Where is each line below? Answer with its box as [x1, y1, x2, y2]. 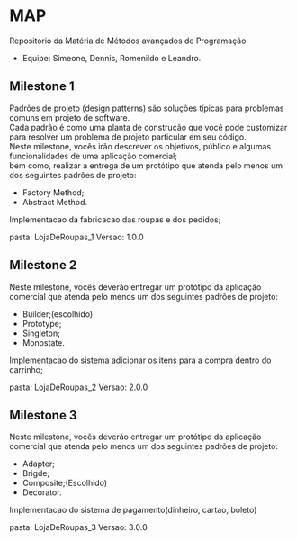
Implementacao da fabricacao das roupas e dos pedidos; [9, 213, 221, 225]
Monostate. [22, 337, 66, 347]
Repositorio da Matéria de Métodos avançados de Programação [9, 35, 247, 46]
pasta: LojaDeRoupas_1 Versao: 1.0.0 [9, 231, 144, 242]
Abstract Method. [22, 196, 88, 207]
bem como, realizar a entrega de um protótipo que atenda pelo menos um [9, 159, 283, 171]
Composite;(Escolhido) [22, 478, 108, 489]
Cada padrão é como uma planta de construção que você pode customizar [9, 122, 288, 132]
